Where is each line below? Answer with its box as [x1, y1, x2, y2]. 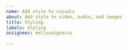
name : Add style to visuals [6, 8, 76, 15]
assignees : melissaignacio [6, 30, 73, 36]
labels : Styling [6, 24, 46, 31]
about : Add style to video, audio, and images [6, 14, 123, 20]
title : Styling [6, 19, 44, 25]
